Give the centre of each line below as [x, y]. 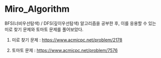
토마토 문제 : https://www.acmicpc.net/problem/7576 [65, 50]
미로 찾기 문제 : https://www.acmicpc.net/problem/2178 [67, 40]
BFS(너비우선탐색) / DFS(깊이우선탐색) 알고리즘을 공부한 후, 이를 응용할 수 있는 [80, 23]
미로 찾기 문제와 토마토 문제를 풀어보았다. [44, 29]
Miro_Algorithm [37, 9]
